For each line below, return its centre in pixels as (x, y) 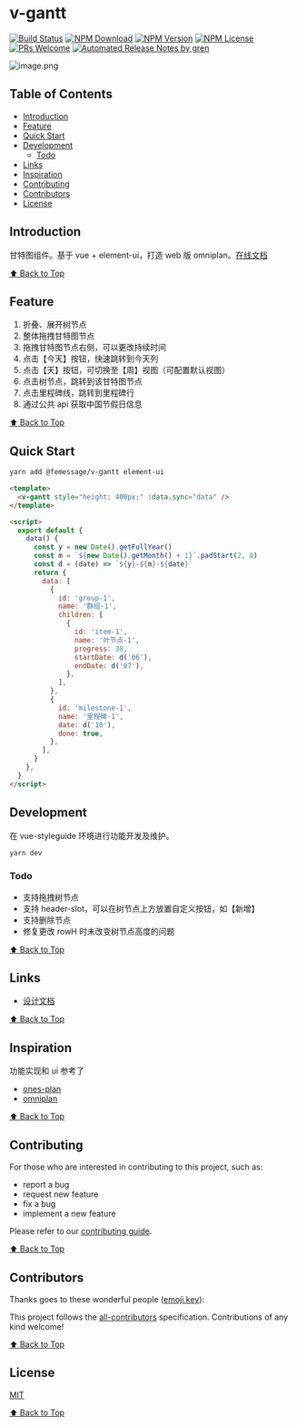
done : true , (80, 734)
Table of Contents (61, 94)
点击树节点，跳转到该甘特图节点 (82, 381)
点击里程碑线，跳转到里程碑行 (78, 393)
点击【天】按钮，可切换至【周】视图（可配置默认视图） (126, 370)
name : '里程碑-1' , (91, 716)
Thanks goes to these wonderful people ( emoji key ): (107, 1299)
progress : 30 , (101, 649)
